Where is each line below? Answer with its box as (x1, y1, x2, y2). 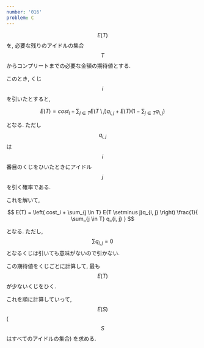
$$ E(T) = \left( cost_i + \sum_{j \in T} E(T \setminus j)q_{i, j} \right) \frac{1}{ (7, 209, 199, 216)
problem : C (6, 15, 34, 21)
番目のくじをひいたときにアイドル (6, 163, 92, 171)
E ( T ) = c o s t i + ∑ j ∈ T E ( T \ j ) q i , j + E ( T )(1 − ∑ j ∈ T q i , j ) (40, 107, 166, 116)
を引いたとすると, (6, 95, 51, 103)
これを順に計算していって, (6, 295, 72, 303)
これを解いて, (6, 197, 40, 204)
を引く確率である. (6, 184, 51, 191)
